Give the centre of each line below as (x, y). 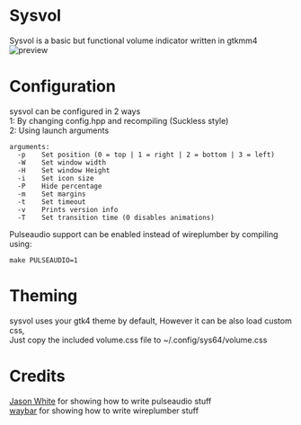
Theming (44, 296)
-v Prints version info (68, 209)
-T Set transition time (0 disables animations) (116, 217)
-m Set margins (52, 194)
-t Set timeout (52, 202)
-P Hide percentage (60, 186)
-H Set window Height (64, 170)
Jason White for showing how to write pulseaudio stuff (111, 401)
